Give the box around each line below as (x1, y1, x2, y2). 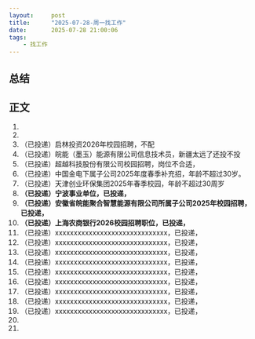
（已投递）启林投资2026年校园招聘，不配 (20, 140, 155, 149)
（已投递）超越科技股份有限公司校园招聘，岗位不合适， (20, 159, 199, 169)
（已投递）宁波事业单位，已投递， (20, 189, 131, 199)
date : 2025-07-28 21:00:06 (9, 26, 118, 34)
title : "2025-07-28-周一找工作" (9, 19, 126, 27)
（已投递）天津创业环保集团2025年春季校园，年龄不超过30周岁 (20, 179, 225, 188)
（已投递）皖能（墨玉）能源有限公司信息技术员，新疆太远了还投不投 (20, 150, 241, 159)
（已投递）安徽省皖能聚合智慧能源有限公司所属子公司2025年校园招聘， (20, 199, 252, 208)
